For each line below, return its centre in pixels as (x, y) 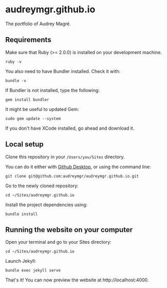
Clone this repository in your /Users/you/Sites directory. (65, 157)
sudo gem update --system (33, 119)
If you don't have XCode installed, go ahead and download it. (70, 128)
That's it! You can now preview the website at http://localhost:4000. (77, 280)
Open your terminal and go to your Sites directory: (58, 242)
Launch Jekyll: (21, 261)
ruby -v (14, 62)
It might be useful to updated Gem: (42, 109)
